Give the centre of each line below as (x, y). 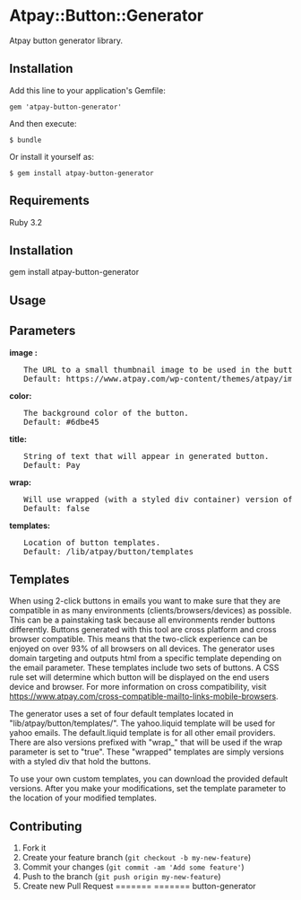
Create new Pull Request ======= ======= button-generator (139, 887)
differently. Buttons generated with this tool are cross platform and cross (143, 630)
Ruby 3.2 (26, 222)
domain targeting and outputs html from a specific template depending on (146, 658)
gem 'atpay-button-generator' (66, 107)
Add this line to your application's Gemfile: (87, 90)
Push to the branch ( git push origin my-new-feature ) (121, 877)
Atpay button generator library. (66, 40)
